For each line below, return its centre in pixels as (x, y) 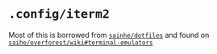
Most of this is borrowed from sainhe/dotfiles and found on (109, 35)
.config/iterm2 (59, 14)
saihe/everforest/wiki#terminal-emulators (81, 43)
